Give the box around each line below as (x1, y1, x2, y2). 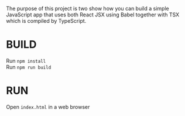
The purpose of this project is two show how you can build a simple (6, 5, 169, 12)
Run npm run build (6, 63, 52, 70)
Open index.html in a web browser (6, 103, 90, 110)
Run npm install (6, 57, 46, 64)
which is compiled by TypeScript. (6, 18, 87, 24)
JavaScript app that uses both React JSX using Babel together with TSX (6, 11, 180, 18)
